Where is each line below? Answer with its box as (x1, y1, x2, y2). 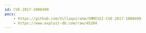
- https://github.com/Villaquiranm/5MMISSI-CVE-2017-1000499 (13, 16, 141, 21)
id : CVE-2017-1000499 (4, 7, 49, 12)
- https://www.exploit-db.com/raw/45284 (13, 20, 97, 26)
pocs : (4, 12, 16, 16)
